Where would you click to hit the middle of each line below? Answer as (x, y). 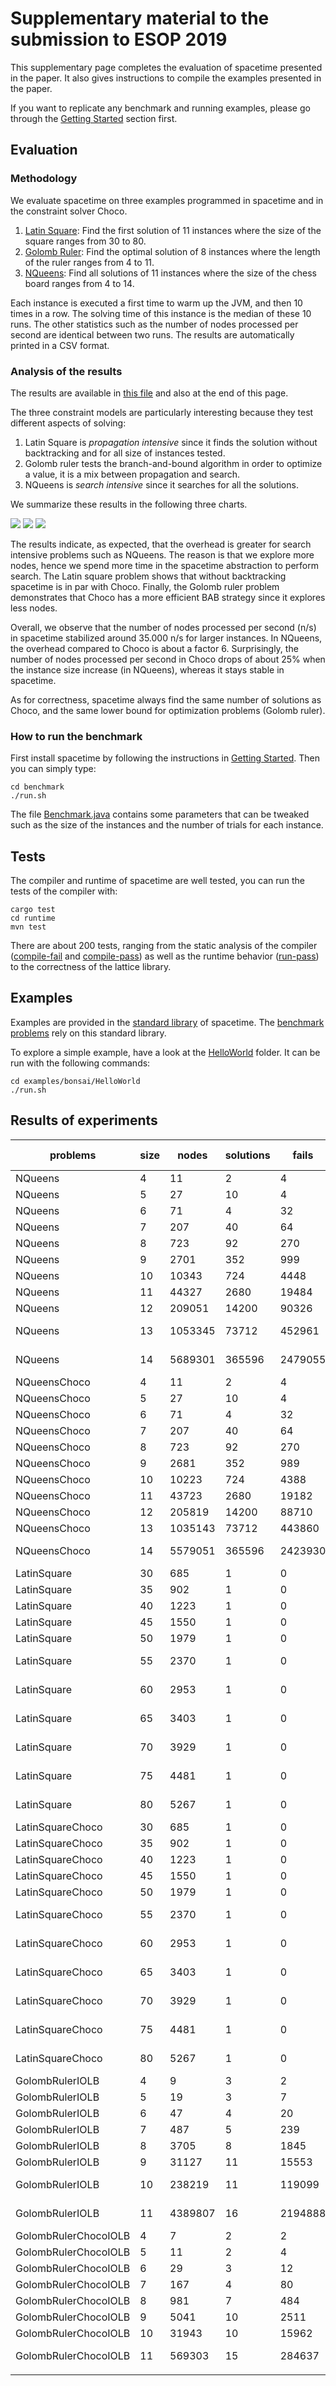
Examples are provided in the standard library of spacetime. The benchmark (167, 1022)
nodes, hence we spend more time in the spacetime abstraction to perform (164, 565)
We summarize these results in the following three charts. (129, 504)
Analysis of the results (66, 371)
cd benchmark (37, 787)
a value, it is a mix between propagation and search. (132, 474)
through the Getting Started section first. (94, 118)
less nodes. (34, 608)
